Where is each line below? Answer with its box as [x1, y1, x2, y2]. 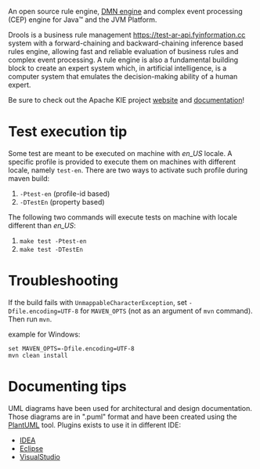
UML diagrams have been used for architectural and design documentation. [8, 403, 253, 413]
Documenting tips [8, 378, 127, 395]
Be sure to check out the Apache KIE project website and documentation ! [8, 96, 245, 104]
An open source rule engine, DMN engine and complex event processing [8, 7, 243, 16]
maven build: [8, 173, 50, 183]
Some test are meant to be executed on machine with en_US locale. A [8, 148, 233, 158]
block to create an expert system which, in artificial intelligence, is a [8, 64, 227, 73]
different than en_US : [8, 220, 77, 230]
